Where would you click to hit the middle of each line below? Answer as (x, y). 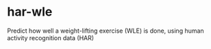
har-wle (30, 12)
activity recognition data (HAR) (51, 37)
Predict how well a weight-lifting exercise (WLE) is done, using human (105, 31)
